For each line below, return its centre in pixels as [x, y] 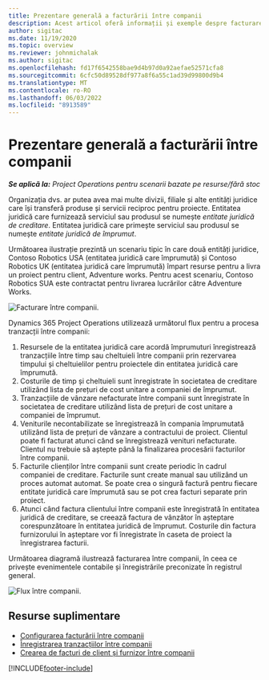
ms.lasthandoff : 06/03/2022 [55, 98]
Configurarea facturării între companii [82, 635]
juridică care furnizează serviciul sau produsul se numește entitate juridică [131, 217]
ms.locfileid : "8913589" [50, 105]
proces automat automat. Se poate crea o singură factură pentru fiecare [139, 484]
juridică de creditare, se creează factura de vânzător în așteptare [127, 517]
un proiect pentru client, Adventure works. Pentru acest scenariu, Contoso [131, 275]
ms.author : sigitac [41, 61]
